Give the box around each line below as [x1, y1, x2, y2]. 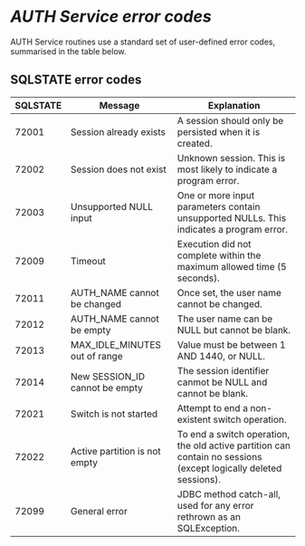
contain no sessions [176, 450, 262, 463]
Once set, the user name [176, 286, 281, 299]
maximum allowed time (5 [176, 260, 288, 273]
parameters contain [176, 200, 261, 213]
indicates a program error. [176, 223, 289, 235]
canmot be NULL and [176, 376, 268, 388]
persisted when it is [176, 125, 261, 138]
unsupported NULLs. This [176, 211, 287, 224]
